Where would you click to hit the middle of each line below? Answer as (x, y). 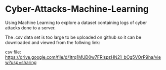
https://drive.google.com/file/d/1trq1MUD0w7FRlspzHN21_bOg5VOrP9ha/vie (83, 57)
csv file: (13, 52)
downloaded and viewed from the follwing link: (53, 42)
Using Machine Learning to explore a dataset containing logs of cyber (76, 23)
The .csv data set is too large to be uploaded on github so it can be (73, 37)
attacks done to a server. (30, 27)
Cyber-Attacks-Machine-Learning (77, 9)
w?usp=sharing (21, 62)
